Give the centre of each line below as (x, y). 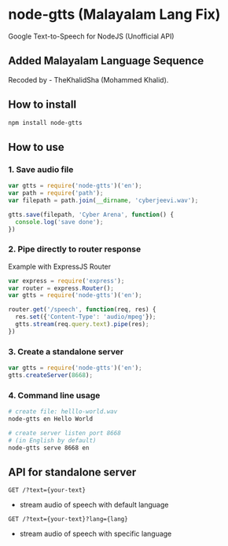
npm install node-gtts (45, 123)
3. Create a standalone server (66, 351)
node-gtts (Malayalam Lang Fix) (114, 15)
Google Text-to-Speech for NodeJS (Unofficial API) (91, 36)
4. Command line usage (54, 395)
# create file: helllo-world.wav (63, 412)
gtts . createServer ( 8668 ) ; (50, 375)
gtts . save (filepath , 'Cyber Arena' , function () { (91, 214)
